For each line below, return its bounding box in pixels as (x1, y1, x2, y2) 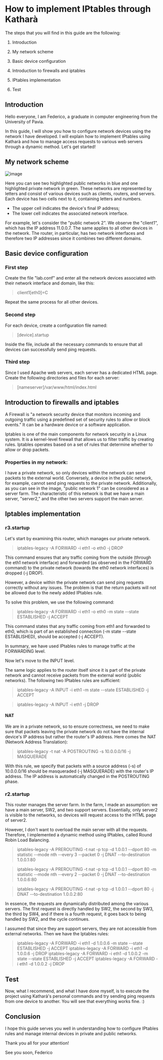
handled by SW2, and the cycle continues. (5, 916, 90, 922)
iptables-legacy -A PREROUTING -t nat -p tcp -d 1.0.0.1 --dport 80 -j (17, 886, 154, 892)
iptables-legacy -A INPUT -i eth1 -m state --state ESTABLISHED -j (17, 687, 149, 693)
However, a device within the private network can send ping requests (5, 579, 144, 585)
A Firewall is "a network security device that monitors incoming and (5, 411, 141, 417)
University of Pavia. (5, 118, 44, 125)
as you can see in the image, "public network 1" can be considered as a (5, 485, 148, 491)
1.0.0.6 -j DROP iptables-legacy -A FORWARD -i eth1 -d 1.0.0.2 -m (17, 951, 148, 957)
